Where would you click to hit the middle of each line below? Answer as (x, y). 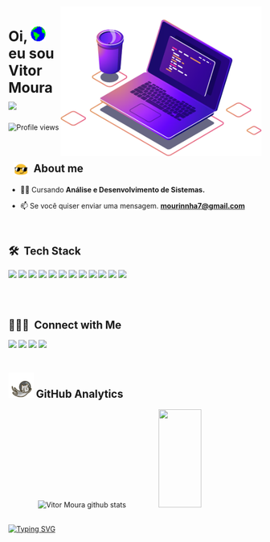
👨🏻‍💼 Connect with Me (65, 325)
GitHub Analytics (80, 394)
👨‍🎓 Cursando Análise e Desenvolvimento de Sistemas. (112, 190)
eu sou (31, 53)
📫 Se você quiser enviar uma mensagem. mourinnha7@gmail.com (132, 206)
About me (59, 168)
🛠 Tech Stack (45, 251)
